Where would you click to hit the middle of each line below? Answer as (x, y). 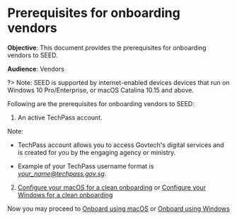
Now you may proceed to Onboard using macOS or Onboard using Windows (118, 208)
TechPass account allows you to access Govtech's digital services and (121, 145)
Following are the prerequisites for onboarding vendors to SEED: (101, 103)
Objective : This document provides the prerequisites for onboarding (107, 47)
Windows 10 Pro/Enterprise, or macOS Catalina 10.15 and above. (101, 90)
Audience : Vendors (36, 69)
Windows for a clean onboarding (65, 195)
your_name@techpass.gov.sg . (62, 173)
